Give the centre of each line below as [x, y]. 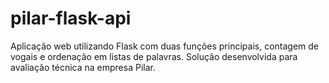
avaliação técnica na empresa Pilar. [83, 67]
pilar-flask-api [71, 18]
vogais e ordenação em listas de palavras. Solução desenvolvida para [154, 56]
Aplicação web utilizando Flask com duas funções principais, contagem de [164, 46]
